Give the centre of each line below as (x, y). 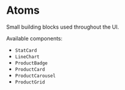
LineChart (27, 57)
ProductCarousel (35, 76)
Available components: (35, 38)
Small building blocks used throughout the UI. (62, 27)
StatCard (26, 50)
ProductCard (30, 69)
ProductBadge (31, 63)
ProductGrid (30, 82)
